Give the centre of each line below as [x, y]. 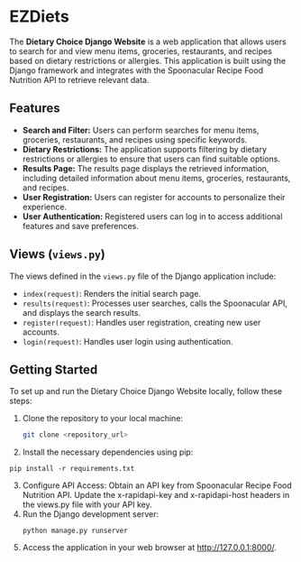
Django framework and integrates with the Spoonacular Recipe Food [137, 70]
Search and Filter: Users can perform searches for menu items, [141, 130]
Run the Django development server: [91, 514]
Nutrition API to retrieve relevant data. [79, 79]
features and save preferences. [81, 226]
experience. [45, 207]
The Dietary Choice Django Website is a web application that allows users [148, 41]
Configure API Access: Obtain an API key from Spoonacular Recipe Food [157, 485]
